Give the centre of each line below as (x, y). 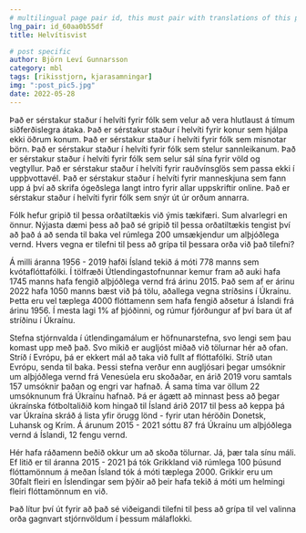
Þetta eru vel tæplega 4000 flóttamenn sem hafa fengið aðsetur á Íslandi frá (152, 300)
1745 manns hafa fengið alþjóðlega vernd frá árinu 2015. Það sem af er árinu (152, 281)
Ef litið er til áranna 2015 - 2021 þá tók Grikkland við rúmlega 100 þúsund (145, 462)
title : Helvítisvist (49, 35)
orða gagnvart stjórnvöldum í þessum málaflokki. (101, 518)
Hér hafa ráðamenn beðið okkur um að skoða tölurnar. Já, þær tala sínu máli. (153, 452)
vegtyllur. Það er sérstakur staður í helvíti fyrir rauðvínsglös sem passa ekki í (152, 168)
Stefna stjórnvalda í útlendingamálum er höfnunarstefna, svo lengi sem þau (150, 338)
